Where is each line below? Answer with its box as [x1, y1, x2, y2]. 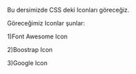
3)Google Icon [7, 59, 48, 67]
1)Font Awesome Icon [7, 32, 68, 40]
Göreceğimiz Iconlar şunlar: [7, 19, 85, 27]
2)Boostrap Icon [7, 46, 53, 53]
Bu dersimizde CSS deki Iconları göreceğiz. [7, 6, 130, 14]
